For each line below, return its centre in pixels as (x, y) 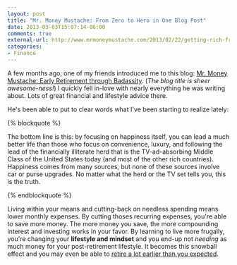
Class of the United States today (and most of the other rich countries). (110, 159)
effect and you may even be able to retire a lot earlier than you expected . (113, 254)
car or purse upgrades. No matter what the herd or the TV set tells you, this (117, 174)
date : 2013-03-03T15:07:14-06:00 (56, 27)
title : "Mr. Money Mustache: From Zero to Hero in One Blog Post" (107, 20)
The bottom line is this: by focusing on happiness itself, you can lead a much (119, 136)
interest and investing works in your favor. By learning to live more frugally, (116, 231)
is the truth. (24, 181)
